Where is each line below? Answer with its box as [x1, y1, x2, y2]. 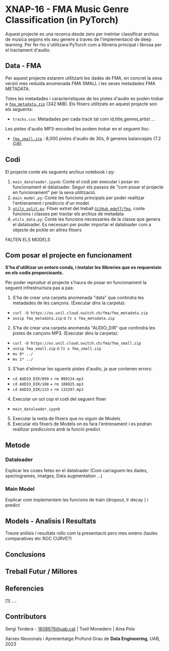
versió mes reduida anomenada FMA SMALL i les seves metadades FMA [5, 80, 156, 86]
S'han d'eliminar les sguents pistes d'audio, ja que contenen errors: [12, 366, 152, 372]
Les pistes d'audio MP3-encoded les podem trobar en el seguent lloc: [5, 125, 150, 132]
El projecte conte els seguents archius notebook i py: [5, 169, 115, 175]
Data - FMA [5, 61, 42, 70]
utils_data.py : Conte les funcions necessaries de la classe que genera [12, 216, 161, 222]
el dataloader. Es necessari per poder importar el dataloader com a [12, 221, 152, 227]
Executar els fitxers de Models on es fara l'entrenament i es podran [12, 421, 152, 427]
